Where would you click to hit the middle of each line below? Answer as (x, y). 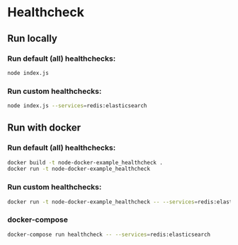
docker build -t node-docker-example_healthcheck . (85, 162)
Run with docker (44, 128)
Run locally (33, 38)
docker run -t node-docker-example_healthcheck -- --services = (103, 202)
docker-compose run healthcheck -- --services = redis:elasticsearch (109, 234)
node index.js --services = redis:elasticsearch (77, 106)
